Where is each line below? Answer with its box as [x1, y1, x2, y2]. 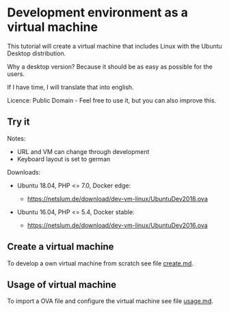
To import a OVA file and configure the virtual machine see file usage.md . [7, 297, 214, 305]
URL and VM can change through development [16, 147, 150, 155]
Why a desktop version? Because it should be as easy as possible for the [7, 62, 213, 70]
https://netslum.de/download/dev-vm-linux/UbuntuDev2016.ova [27, 221, 208, 229]
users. [7, 70, 25, 78]
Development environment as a [7, 5, 189, 21]
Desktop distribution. [7, 49, 66, 57]
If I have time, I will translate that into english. [7, 83, 135, 91]
